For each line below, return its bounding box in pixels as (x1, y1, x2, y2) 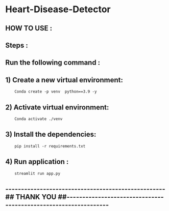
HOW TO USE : (5, 24, 53, 33)
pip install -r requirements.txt (14, 143, 86, 148)
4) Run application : (5, 158, 69, 166)
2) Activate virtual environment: (5, 103, 109, 111)
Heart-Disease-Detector (5, 4, 111, 15)
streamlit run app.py (14, 171, 60, 176)
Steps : (5, 41, 28, 49)
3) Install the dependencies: (5, 130, 96, 139)
